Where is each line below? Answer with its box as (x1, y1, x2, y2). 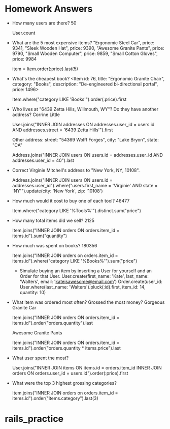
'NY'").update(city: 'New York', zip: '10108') (12, 188, 103, 194)
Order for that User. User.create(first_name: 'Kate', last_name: (19, 273, 149, 279)
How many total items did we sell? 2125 (12, 217, 95, 223)
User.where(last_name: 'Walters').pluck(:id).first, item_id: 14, (19, 283, 146, 290)
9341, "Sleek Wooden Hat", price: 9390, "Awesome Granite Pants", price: (12, 45, 164, 51)
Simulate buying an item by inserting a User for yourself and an (19, 268, 152, 274)
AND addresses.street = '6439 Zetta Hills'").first (12, 127, 113, 133)
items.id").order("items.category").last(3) (12, 395, 98, 401)
